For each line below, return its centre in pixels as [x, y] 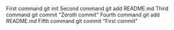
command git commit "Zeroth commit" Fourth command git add [83, 15]
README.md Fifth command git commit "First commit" [72, 21]
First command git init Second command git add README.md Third [87, 9]
